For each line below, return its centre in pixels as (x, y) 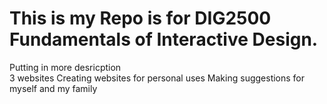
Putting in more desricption (65, 67)
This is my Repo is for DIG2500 (140, 18)
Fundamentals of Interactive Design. (164, 39)
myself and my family (53, 88)
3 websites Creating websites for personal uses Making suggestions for (157, 78)
